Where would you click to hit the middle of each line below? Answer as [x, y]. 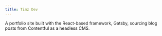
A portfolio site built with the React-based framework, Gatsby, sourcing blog [81, 23]
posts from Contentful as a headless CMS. [47, 28]
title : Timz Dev [21, 9]
